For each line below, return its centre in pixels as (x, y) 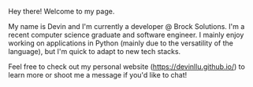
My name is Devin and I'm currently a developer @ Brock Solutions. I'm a (126, 26)
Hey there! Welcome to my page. (61, 11)
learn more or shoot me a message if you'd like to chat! (98, 75)
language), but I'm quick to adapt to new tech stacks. (95, 51)
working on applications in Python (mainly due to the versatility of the (121, 43)
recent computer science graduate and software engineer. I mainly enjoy (126, 35)
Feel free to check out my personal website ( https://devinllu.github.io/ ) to (127, 67)
